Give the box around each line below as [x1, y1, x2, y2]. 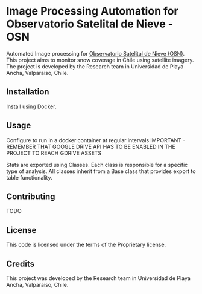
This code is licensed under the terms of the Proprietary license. [6, 241, 166, 249]
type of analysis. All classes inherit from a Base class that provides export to [6, 168, 196, 175]
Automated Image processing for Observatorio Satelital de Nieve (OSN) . [6, 50, 185, 57]
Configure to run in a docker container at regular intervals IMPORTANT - [6, 136, 186, 143]
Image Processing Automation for [6, 4, 179, 18]
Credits [6, 258, 35, 269]
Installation [6, 87, 49, 97]
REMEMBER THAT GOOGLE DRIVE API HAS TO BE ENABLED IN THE [6, 143, 176, 150]
